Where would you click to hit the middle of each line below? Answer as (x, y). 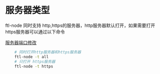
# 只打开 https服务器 (35, 61)
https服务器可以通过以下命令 (35, 31)
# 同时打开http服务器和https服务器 (48, 52)
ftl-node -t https (34, 66)
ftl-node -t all (32, 57)
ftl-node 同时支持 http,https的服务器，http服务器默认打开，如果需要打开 (80, 25)
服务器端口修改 (21, 42)
